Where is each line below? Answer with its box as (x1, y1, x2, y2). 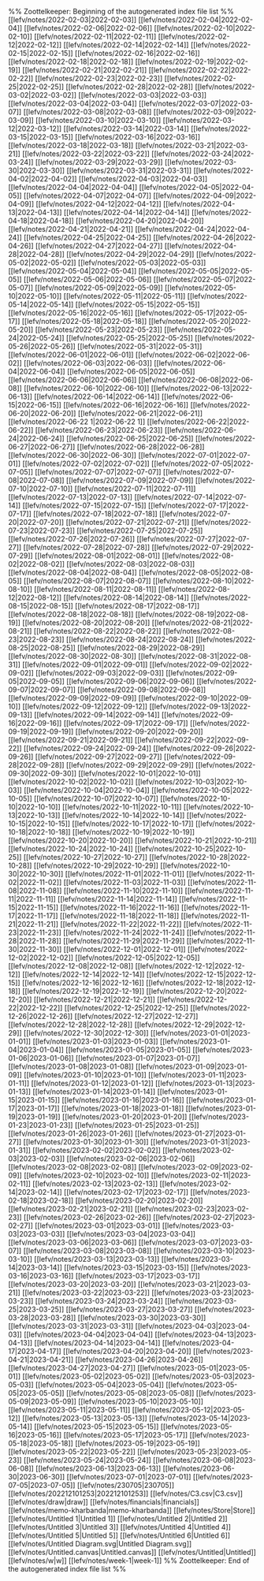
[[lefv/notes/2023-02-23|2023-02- (134, 1204, 250, 1213)
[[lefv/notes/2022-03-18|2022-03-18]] (8, 141, 134, 150)
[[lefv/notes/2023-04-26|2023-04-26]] (74, 1355, 203, 1364)
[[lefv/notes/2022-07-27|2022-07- (136, 534, 250, 543)
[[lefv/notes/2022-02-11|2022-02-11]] (34, 32, 157, 41)
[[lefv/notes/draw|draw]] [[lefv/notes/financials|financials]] (8, 1497, 199, 1506)
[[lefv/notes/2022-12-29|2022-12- (134, 1020, 246, 1029)
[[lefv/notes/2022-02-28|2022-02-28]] (65, 82, 194, 91)
